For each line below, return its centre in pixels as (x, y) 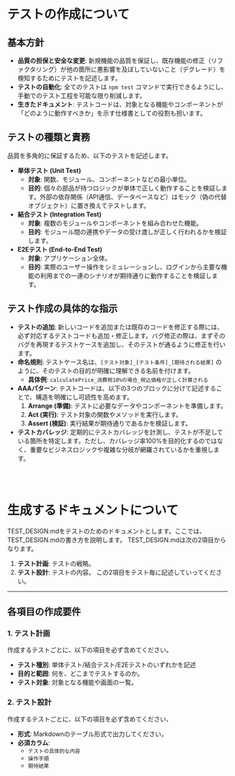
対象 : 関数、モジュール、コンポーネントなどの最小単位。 (109, 179)
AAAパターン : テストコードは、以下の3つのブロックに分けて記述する (117, 388)
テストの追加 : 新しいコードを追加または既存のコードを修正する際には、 (120, 327)
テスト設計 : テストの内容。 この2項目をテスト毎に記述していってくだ (116, 572)
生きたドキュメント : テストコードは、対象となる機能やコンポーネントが (120, 104)
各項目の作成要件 (44, 612)
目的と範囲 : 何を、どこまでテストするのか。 (80, 674)
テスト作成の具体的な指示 (62, 309)
